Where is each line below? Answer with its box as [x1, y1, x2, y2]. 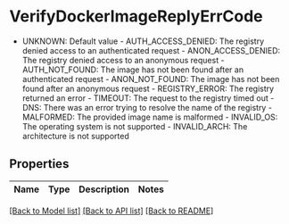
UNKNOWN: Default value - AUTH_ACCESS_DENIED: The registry [21, 36, 265, 46]
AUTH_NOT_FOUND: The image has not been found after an [21, 64, 244, 75]
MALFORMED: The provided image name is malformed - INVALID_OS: [21, 112, 278, 122]
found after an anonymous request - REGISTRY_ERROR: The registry [21, 83, 275, 94]
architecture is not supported [21, 130, 129, 141]
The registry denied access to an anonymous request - [21, 54, 225, 65]
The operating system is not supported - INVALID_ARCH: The [21, 120, 248, 131]
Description [78, 183, 129, 195]
